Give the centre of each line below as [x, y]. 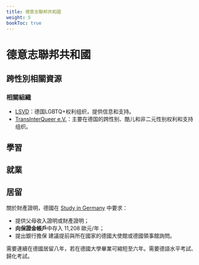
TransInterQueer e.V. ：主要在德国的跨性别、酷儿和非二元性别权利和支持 [104, 119]
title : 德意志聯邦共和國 [34, 12]
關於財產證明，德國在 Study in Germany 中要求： [67, 208]
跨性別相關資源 [34, 79]
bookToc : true [24, 23]
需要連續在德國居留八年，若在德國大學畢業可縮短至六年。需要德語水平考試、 [101, 248]
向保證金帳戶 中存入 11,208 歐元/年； [60, 228]
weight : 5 [19, 17]
